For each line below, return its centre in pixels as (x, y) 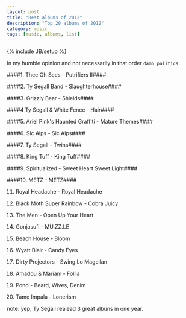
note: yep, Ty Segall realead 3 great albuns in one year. (75, 309)
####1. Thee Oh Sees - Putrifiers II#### (57, 75)
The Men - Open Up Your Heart (54, 215)
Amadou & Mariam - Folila (48, 274)
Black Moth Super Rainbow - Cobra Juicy (67, 203)
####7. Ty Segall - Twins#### (44, 145)
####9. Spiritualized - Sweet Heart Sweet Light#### (72, 168)
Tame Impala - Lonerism (46, 297)
